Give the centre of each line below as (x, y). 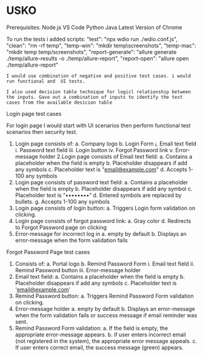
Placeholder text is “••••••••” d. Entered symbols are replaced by (98, 195)
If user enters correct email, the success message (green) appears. (99, 347)
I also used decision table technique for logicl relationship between (98, 92)
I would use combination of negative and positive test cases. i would (98, 76)
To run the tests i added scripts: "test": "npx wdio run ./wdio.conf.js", (92, 39)
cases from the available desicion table (59, 102)
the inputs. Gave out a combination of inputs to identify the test (95, 97)
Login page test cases (34, 113)
